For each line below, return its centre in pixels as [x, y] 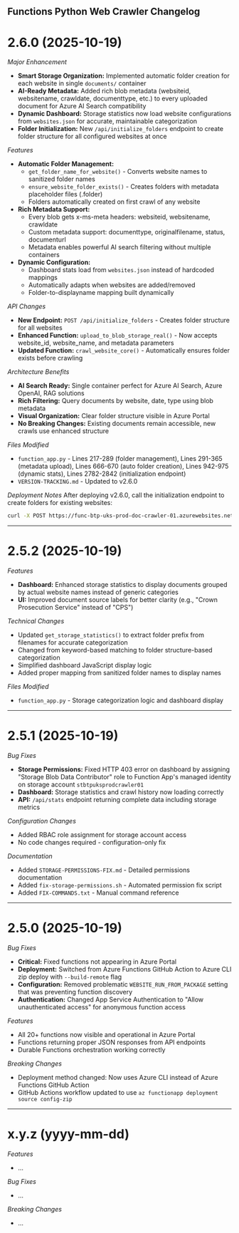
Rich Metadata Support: [54, 209]
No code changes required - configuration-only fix [92, 843]
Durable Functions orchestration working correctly [91, 1050]
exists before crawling [50, 358]
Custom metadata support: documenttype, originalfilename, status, [127, 232]
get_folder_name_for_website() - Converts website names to [118, 172]
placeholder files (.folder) [65, 194]
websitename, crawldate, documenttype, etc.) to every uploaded [112, 98]
